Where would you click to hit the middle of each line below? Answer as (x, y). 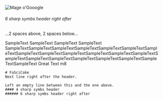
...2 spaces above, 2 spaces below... (42, 34)
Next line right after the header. (41, 77)
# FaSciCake (17, 73)
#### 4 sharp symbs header (32, 90)
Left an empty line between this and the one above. (60, 85)
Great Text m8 (52, 64)
